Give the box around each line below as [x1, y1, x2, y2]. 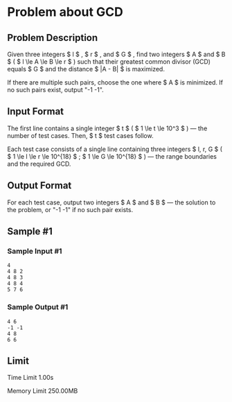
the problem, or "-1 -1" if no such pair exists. [7, 205, 134, 213]
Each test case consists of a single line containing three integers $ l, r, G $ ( [7, 145, 223, 153]
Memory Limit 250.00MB [7, 387, 78, 395]
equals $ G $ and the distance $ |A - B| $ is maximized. [7, 65, 165, 73]
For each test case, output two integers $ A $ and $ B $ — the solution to [7, 198, 216, 207]
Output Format [7, 180, 72, 191]
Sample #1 [7, 226, 53, 238]
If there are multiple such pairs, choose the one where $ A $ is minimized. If [7, 78, 224, 87]
